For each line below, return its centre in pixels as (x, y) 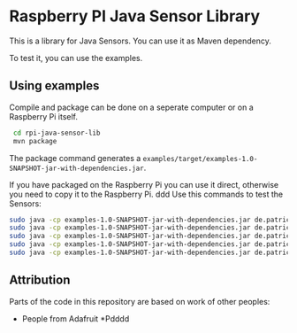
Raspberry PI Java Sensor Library (135, 16)
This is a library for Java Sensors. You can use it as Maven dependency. (140, 41)
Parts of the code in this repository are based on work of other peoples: (140, 301)
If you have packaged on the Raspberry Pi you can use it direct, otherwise (144, 184)
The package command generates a (75, 158)
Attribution (40, 280)
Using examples (54, 86)
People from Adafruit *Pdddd (76, 318)
